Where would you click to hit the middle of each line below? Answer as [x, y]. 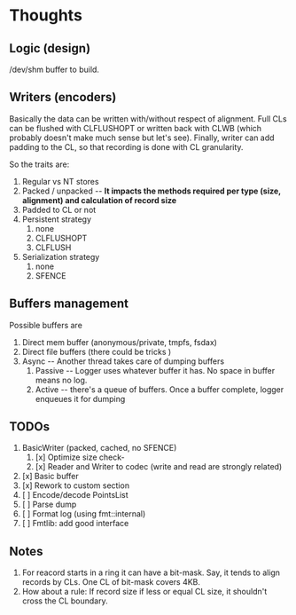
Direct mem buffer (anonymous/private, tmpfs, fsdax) [119, 342]
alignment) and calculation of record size [99, 200]
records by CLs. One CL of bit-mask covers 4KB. [111, 582]
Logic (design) [50, 48]
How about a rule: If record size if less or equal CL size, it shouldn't [144, 592]
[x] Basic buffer [51, 477]
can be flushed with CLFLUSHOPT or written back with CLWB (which [136, 128]
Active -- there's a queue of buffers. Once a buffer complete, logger [160, 389]
